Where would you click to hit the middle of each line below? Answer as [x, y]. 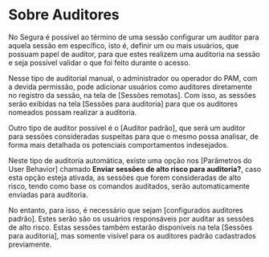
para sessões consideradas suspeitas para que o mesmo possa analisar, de [133, 136]
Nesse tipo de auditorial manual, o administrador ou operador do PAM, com [133, 78]
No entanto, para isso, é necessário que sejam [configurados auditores [126, 210]
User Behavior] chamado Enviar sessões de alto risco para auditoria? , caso [135, 169]
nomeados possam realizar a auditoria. [73, 112]
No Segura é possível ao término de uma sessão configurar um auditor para [134, 37]
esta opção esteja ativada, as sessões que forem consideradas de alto [125, 177]
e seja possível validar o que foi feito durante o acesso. [100, 63]
